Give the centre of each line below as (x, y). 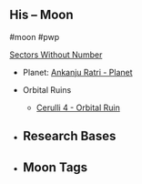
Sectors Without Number (56, 55)
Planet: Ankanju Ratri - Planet (78, 72)
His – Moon (41, 15)
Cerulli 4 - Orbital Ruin (78, 107)
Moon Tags (55, 167)
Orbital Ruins (47, 89)
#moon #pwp (35, 36)
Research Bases (69, 136)
